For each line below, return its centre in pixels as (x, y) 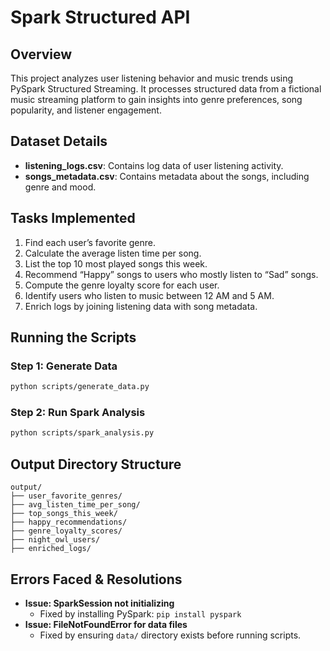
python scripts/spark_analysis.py (82, 433)
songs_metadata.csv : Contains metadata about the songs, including (167, 176)
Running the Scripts (73, 337)
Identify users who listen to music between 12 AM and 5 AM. (149, 295)
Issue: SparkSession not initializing (99, 603)
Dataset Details (59, 141)
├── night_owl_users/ (55, 540)
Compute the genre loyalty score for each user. (122, 285)
